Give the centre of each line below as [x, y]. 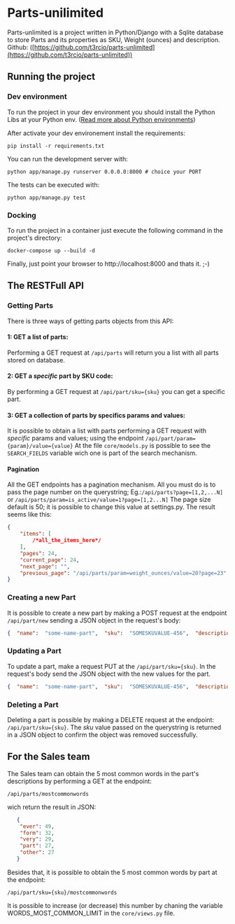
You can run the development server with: [67, 158]
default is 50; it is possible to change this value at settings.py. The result [111, 507]
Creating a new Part [42, 597]
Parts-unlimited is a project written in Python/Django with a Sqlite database [115, 32]
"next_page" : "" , [45, 566]
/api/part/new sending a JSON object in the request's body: [94, 620]
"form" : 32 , [37, 833]
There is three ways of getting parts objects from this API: [91, 321]
